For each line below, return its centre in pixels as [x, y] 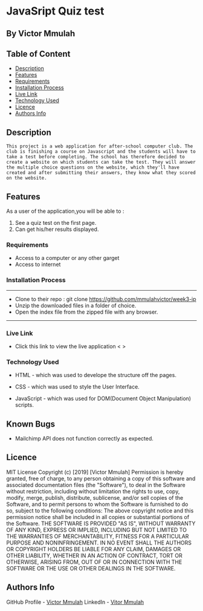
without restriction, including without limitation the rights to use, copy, [93, 491]
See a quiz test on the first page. [56, 223]
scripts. [24, 405]
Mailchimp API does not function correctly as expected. [84, 439]
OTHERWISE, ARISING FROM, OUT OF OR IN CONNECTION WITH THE [94, 562]
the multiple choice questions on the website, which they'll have [93, 167]
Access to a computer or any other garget [67, 258]
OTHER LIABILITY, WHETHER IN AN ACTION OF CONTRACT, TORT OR [94, 555]
